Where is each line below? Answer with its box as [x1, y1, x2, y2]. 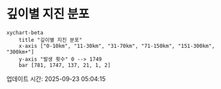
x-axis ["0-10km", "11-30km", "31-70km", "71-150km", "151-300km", [18, 42, 215, 49]
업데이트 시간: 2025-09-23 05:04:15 [6, 75, 106, 83]
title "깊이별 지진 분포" [18, 36, 83, 43]
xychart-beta [6, 29, 44, 36]
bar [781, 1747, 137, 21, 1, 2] [18, 62, 111, 68]
